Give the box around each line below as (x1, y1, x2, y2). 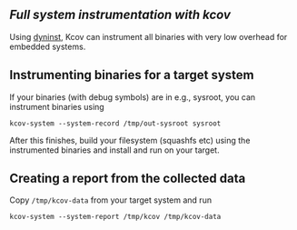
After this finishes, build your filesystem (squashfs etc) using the (9, 135, 251, 145)
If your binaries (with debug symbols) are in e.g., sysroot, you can (9, 91, 256, 103)
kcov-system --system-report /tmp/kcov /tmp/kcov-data (9, 213, 222, 222)
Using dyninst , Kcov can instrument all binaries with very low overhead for (9, 31, 288, 42)
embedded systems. (9, 41, 86, 52)
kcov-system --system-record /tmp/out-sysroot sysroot (9, 118, 222, 128)
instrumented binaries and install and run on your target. (9, 145, 220, 155)
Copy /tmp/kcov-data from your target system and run (9, 195, 212, 205)
